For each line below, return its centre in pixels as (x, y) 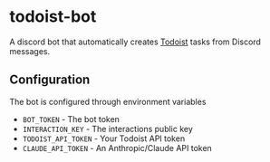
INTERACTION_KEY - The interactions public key (107, 129)
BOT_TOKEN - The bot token (71, 119)
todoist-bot (53, 17)
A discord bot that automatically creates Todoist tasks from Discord (135, 42)
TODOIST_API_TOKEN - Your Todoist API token (104, 138)
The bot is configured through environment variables (108, 101)
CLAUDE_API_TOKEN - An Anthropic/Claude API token (117, 148)
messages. (30, 51)
